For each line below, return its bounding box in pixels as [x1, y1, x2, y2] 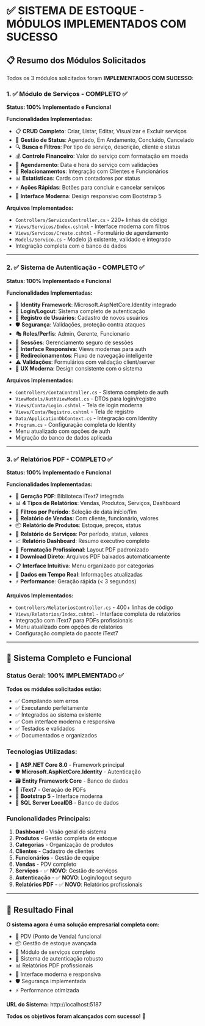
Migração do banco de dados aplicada [15, 434, 112, 441]
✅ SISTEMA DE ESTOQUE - [6, 4, 145, 18]
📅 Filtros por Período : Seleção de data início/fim [15, 508, 137, 515]
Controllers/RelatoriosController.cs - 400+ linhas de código [15, 603, 174, 611]
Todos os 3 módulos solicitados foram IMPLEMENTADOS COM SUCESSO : [6, 75, 194, 81]
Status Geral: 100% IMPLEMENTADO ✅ [6, 671, 124, 680]
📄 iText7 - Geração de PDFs [15, 786, 87, 793]
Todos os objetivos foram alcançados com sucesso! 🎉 [6, 1013, 146, 1020]
